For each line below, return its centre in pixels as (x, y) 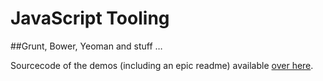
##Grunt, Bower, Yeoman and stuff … (86, 46)
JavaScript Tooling (90, 18)
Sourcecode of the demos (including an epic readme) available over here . (162, 65)
